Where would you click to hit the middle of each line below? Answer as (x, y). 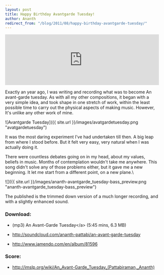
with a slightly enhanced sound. (37, 202)
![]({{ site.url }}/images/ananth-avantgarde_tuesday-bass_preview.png (76, 182)
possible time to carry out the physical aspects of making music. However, (80, 107)
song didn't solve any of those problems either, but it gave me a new (74, 167)
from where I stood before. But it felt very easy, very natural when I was (77, 142)
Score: (13, 256)
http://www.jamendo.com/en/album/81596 (55, 244)
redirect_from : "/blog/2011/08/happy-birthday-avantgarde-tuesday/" (76, 23)
